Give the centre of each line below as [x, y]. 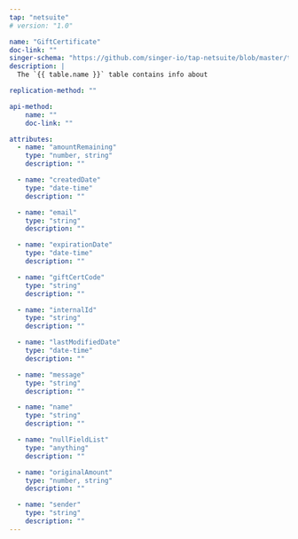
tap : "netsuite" [39, 17]
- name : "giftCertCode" [61, 277]
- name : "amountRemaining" [67, 147]
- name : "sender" [49, 505]
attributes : [31, 139]
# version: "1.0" [41, 26]
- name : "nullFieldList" [63, 440]
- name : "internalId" [57, 310]
